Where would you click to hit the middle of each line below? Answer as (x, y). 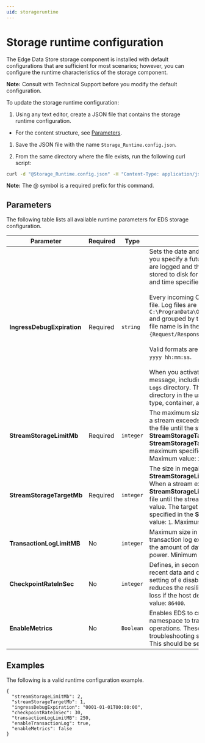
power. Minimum (173, 555)
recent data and (172, 572)
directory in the (171, 395)
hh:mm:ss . (178, 357)
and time (162, 282)
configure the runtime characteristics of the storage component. (87, 72)
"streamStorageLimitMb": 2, (48, 697)
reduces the (167, 588)
